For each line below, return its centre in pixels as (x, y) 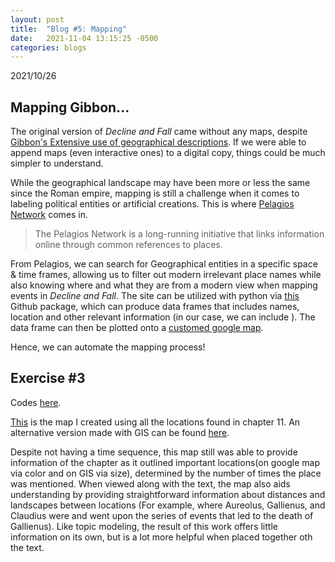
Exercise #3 (48, 378)
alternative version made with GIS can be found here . (120, 432)
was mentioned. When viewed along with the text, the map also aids (150, 483)
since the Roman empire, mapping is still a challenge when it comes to (155, 193)
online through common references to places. (128, 245)
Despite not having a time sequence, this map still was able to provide (154, 452)
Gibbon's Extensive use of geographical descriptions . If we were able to (158, 142)
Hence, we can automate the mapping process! (108, 347)
